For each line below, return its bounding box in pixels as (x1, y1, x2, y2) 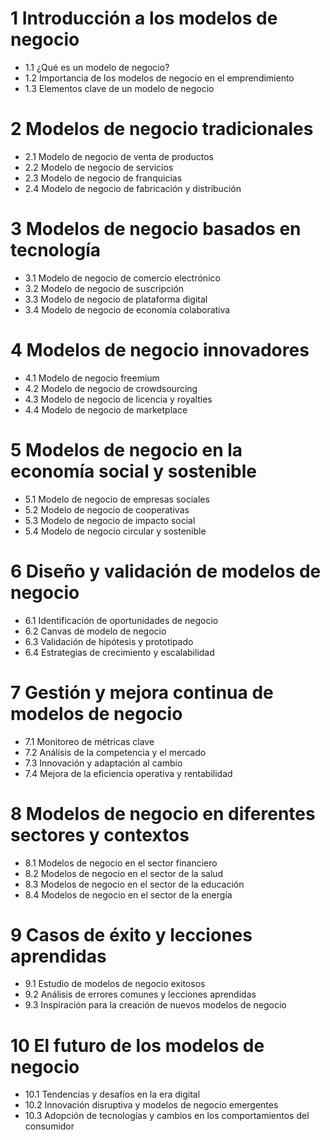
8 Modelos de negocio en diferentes (10, 802, 316, 825)
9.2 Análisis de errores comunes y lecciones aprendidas (24, 988, 257, 1001)
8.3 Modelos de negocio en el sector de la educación (24, 878, 245, 890)
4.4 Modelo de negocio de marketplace (24, 403, 188, 416)
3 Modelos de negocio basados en (10, 218, 302, 241)
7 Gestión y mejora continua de (10, 681, 274, 704)
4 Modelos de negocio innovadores (10, 339, 310, 361)
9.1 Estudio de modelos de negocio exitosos (24, 978, 206, 990)
